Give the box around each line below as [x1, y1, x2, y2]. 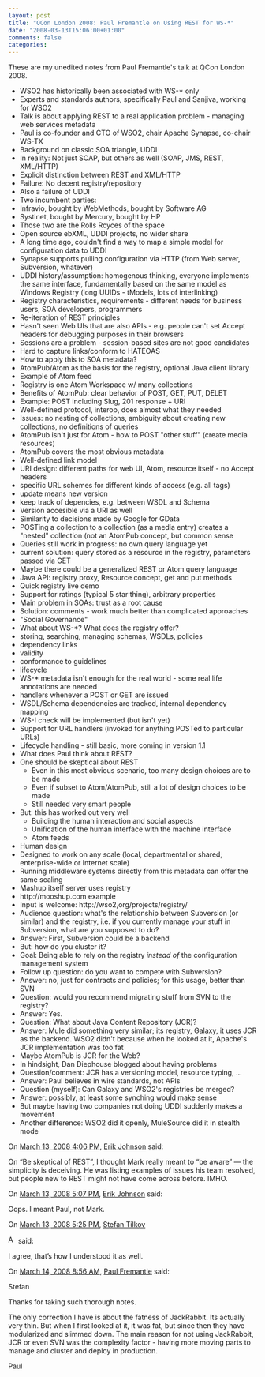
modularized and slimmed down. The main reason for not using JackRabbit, [8, 1330, 254, 1339]
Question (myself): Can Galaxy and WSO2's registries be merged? [19, 1085, 235, 1094]
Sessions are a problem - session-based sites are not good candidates [19, 338, 250, 347]
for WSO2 [19, 103, 53, 113]
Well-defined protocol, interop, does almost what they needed [19, 405, 222, 415]
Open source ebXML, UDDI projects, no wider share [19, 229, 188, 238]
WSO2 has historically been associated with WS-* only [19, 86, 200, 96]
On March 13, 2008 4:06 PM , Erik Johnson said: [8, 1142, 164, 1151]
